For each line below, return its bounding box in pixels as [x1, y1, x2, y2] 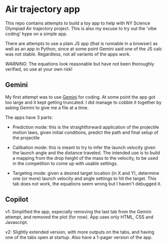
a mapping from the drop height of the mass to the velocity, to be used [12, 155, 158, 161]
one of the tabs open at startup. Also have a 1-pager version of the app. [5, 234, 152, 240]
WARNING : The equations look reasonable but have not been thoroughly [5, 61, 154, 67]
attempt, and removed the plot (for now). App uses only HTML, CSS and [5, 214, 153, 220]
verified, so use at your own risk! [5, 66, 72, 72]
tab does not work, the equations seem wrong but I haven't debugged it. [12, 180, 161, 186]
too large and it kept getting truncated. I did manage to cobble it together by [5, 99, 161, 105]
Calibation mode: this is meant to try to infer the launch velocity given [12, 144, 156, 150]
